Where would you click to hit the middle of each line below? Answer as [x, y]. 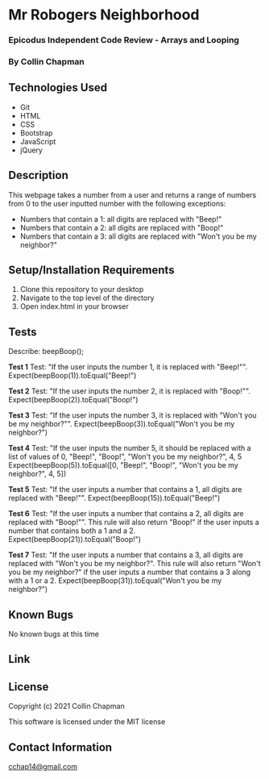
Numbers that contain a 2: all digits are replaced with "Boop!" [122, 227]
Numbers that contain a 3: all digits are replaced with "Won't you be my [139, 236]
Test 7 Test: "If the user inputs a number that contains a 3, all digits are [126, 555]
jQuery [31, 150]
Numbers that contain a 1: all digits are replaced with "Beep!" [121, 219]
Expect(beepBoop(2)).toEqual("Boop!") [73, 400]
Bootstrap [36, 133]
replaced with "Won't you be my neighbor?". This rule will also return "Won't [134, 564]
